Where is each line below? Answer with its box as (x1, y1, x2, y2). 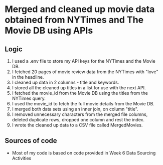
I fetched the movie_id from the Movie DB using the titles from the (12, 90, 148, 96)
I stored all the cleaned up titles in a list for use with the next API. (12, 85, 146, 91)
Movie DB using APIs (5, 25, 93, 36)
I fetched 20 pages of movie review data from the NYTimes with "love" (12, 69, 158, 75)
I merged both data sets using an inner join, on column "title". (12, 106, 138, 112)
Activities (12, 155, 32, 161)
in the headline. (12, 74, 44, 80)
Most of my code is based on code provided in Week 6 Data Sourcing (12, 149, 156, 156)
